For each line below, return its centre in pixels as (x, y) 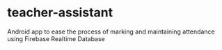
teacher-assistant (60, 13)
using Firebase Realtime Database (56, 38)
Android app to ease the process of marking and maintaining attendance (111, 32)
